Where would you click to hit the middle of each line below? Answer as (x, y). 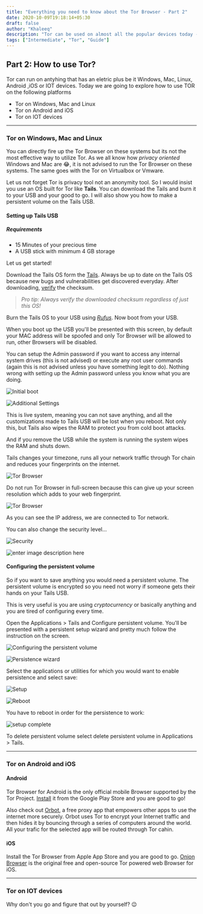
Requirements (24, 229)
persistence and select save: (42, 677)
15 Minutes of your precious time (56, 245)
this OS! (31, 305)
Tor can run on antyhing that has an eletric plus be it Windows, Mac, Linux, (99, 79)
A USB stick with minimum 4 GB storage (65, 251)
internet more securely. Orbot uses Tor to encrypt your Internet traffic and (98, 816)
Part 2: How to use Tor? (51, 65)
